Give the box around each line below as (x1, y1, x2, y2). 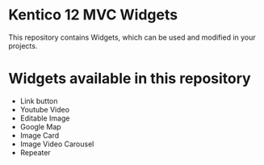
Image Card (19, 130, 60, 140)
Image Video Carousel (19, 139, 94, 149)
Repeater (19, 147, 51, 157)
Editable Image (19, 113, 70, 123)
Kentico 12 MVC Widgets (8, 6, 178, 24)
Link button (19, 95, 58, 106)
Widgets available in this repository (8, 70, 252, 88)
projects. (8, 40, 38, 50)
